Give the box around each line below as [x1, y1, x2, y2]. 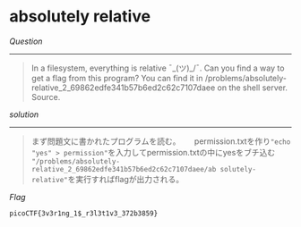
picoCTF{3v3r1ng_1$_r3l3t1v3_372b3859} [9, 208, 159, 218]
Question [9, 36, 43, 46]
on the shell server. [217, 82, 288, 93]
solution [9, 109, 39, 120]
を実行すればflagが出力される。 [67, 173, 181, 184]
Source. [30, 91, 61, 102]
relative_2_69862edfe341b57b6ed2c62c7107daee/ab [30, 164, 217, 173]
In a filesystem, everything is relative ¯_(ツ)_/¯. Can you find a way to [30, 63, 285, 73]
